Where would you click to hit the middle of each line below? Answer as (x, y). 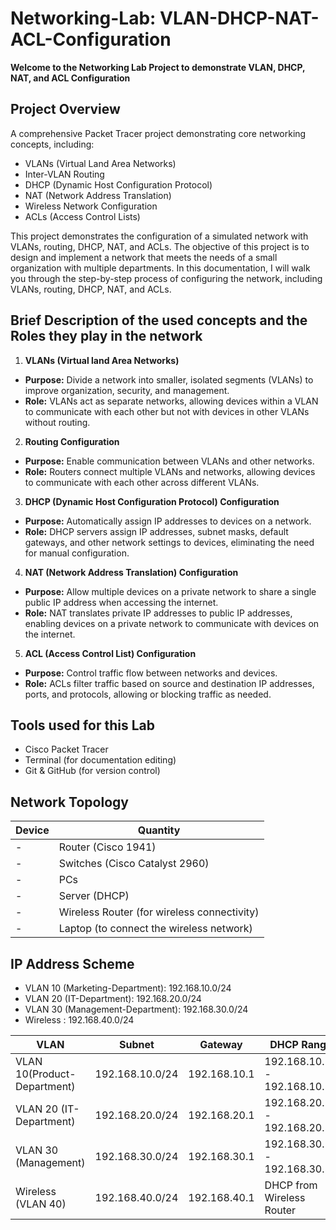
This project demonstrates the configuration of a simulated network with (159, 236)
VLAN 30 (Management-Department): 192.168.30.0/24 (136, 1009)
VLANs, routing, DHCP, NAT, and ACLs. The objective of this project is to (160, 246)
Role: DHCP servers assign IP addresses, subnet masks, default (156, 531)
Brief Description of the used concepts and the (159, 320)
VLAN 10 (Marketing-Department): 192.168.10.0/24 (128, 988)
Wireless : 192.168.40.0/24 (79, 1020)
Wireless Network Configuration (91, 206)
